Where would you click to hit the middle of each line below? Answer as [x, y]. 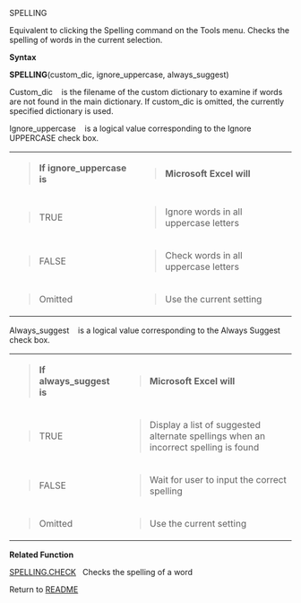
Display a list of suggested [205, 425]
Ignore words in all [204, 212]
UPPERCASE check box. [54, 138]
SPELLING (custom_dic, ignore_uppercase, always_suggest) [120, 74]
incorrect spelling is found [204, 447]
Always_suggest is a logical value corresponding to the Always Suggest [145, 330]
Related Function [42, 555]
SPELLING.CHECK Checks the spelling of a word [101, 572]
